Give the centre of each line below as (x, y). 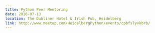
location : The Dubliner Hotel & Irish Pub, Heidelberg (63, 18)
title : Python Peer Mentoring (37, 9)
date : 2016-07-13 (23, 14)
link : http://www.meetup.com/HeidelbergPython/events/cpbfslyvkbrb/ (78, 23)
